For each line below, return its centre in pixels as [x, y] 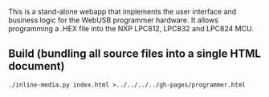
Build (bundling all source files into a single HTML [134, 54]
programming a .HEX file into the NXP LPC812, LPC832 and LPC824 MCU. [131, 28]
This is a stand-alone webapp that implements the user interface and [122, 12]
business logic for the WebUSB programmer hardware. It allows [114, 20]
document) [37, 66]
